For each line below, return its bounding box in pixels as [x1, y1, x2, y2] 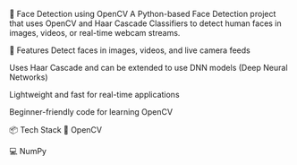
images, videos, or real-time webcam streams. [9, 28, 181, 38]
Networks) [9, 72, 48, 82]
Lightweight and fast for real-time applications [9, 90, 181, 100]
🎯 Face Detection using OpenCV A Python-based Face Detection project [9, 9, 276, 19]
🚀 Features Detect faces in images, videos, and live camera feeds [9, 45, 250, 56]
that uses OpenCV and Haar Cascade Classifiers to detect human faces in [9, 18, 282, 29]
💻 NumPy [9, 146, 47, 156]
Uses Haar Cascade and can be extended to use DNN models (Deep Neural [9, 63, 288, 73]
